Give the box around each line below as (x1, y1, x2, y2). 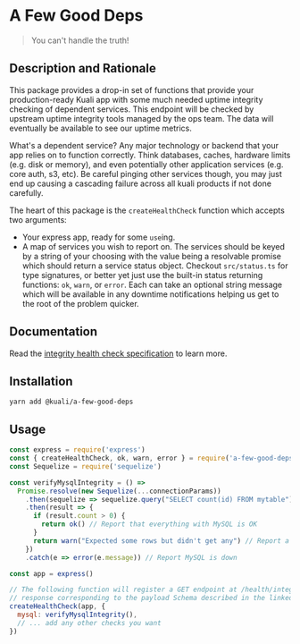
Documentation (9, 324, 98, 340)
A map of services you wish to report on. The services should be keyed (21, 241, 286, 251)
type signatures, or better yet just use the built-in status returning (21, 269, 263, 280)
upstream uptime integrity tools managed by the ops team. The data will (9, 113, 274, 123)
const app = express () (9, 569, 94, 578)
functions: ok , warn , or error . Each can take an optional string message (21, 279, 283, 290)
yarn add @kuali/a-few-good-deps (9, 397, 134, 407)
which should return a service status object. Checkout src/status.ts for (21, 260, 288, 271)
